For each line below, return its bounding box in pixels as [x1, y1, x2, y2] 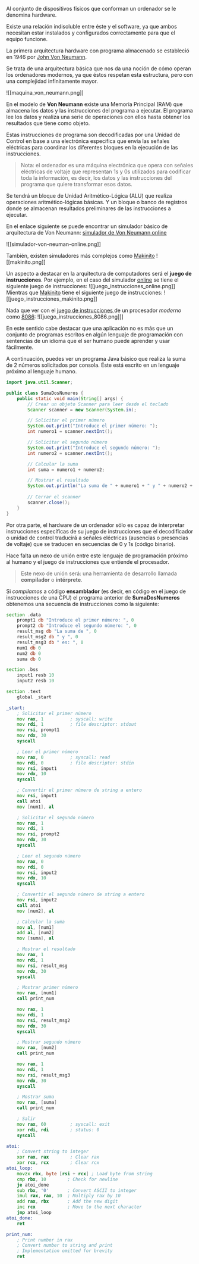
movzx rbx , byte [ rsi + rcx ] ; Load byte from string [17, 1171, 153, 1176]
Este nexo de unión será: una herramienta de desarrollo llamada [20, 570, 177, 577]
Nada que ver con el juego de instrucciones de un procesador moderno [6, 307, 182, 314]
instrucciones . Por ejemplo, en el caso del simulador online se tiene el [6, 276, 179, 283]
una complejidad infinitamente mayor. [6, 77, 98, 85]
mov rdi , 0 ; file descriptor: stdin [17, 760, 134, 766]
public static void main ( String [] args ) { [17, 395, 124, 401]
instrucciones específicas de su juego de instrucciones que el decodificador [6, 528, 194, 535]
